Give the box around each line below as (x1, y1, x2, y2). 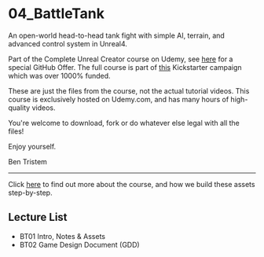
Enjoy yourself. (8, 141, 57, 151)
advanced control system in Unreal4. (8, 39, 128, 48)
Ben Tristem (8, 156, 47, 166)
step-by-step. (8, 188, 53, 197)
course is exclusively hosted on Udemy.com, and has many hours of (8, 94, 229, 104)
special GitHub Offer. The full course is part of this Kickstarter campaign (8, 62, 242, 72)
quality (8, 103, 31, 112)
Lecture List (8, 211, 68, 224)
